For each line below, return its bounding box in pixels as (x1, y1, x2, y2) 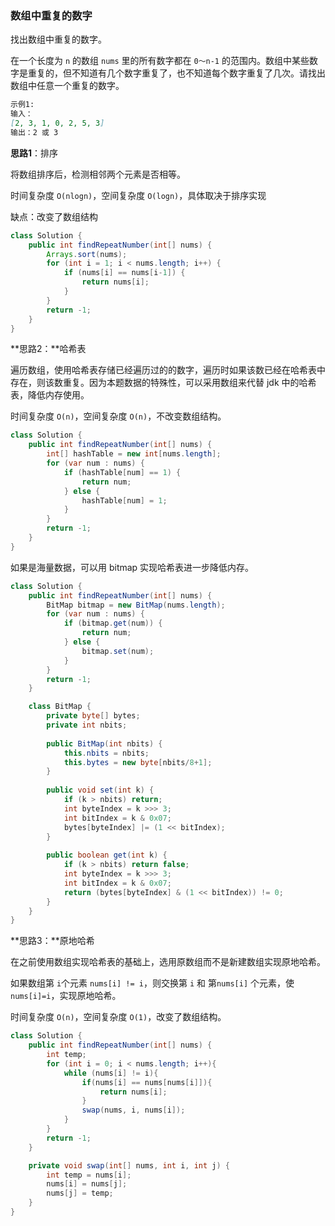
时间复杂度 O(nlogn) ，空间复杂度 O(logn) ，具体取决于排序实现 (10, 189, 267, 201)
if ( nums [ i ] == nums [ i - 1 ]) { (63, 268, 186, 278)
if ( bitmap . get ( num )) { (63, 618, 163, 629)
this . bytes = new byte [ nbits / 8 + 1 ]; (63, 757, 213, 767)
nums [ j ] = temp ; (46, 1188, 114, 1199)
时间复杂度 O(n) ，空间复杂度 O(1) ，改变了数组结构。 (10, 1011, 227, 1023)
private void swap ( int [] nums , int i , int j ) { (28, 1160, 230, 1171)
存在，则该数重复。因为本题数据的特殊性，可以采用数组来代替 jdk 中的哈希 (10, 377, 317, 389)
